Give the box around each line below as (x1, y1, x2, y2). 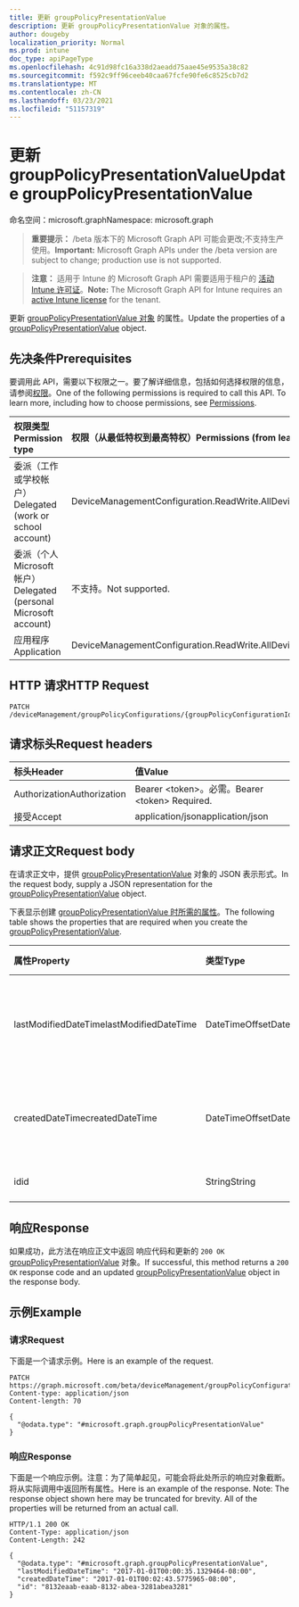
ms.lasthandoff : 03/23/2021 (9, 95, 114, 105)
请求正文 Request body (9, 844, 135, 859)
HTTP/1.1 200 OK (9, 1520, 69, 1529)
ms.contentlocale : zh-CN (9, 87, 101, 96)
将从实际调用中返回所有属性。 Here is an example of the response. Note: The (9, 1483, 289, 1495)
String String (205, 1175, 256, 1188)
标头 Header (13, 765, 64, 777)
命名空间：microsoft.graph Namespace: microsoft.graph (9, 215, 214, 226)
